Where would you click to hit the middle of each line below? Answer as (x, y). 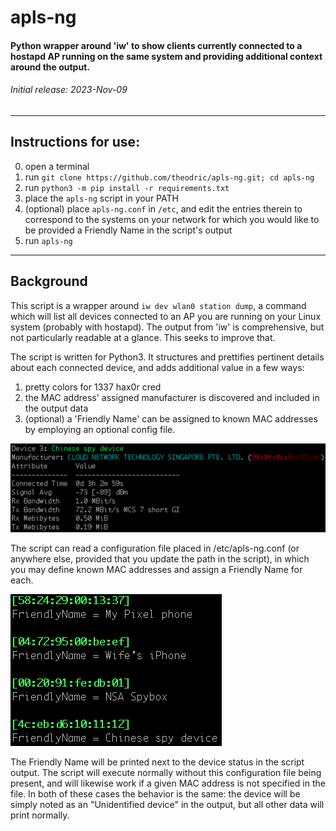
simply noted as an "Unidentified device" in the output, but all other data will (167, 805)
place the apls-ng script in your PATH (101, 198)
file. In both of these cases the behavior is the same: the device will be (155, 794)
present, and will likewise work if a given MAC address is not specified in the (168, 783)
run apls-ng (48, 240)
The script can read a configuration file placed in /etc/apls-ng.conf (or (155, 548)
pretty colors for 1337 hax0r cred (93, 387)
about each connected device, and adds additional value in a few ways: (157, 367)
